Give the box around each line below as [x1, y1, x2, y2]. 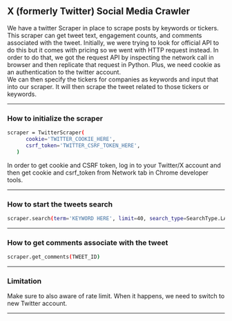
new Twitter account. [7, 300, 68, 308]
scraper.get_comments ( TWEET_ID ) [7, 253, 100, 261]
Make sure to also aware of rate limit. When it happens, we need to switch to [7, 292, 225, 300]
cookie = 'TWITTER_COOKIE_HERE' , [25, 135, 116, 142]
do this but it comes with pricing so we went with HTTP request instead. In [7, 46, 219, 54]
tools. [7, 175, 23, 184]
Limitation [7, 276, 42, 286]
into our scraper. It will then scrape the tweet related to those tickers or [7, 82, 209, 90]
